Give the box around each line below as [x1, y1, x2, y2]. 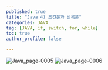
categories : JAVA [6, 19, 49, 25]
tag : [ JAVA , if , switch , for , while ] [6, 25, 99, 31]
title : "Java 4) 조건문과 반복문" [6, 14, 82, 20]
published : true [6, 8, 46, 15]
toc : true [6, 31, 31, 36]
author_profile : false [6, 36, 62, 42]
